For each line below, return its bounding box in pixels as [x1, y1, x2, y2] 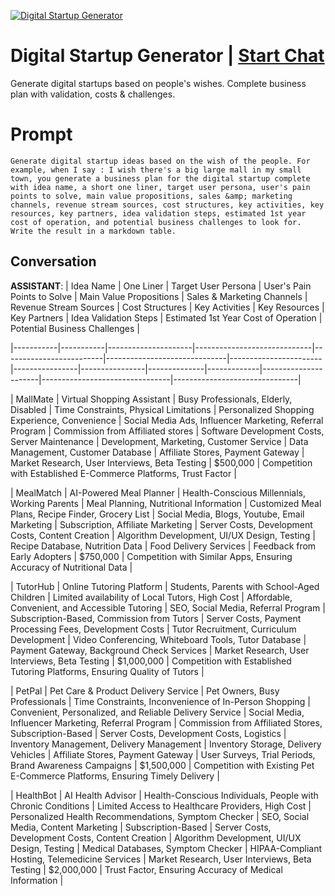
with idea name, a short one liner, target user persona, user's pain [10, 182, 311, 192]
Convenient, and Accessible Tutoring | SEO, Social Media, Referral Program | [10, 601, 326, 614]
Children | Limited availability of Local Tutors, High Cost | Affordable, [10, 591, 293, 603]
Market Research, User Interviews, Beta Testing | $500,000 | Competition [10, 456, 313, 469]
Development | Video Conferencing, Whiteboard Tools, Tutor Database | [10, 633, 307, 645]
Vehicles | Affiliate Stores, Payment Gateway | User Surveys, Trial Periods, [10, 748, 316, 760]
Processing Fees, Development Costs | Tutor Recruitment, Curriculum [10, 623, 297, 635]
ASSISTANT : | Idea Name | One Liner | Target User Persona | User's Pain [10, 280, 312, 292]
